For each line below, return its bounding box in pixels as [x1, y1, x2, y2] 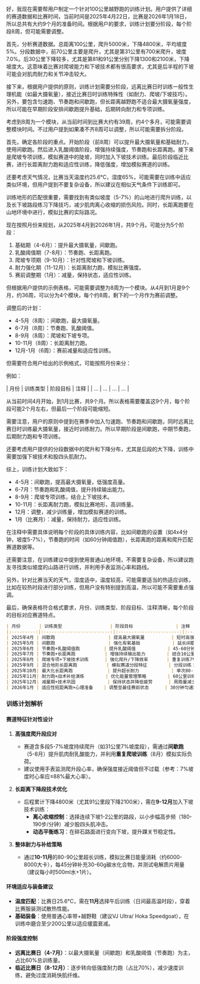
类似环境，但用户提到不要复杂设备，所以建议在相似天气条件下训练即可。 [6, 181, 183, 188]
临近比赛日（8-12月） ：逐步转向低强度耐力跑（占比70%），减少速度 [14, 964, 179, 971]
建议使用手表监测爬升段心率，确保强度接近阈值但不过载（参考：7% [23, 765, 189, 772]
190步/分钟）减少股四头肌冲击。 [32, 820, 111, 827]
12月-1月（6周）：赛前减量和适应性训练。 [14, 347, 114, 354]
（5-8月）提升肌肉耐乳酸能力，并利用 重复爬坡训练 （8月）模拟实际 [23, 750, 187, 757]
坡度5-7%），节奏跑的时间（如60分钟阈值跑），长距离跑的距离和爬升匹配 [16, 536, 193, 543]
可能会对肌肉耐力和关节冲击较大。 [6, 71, 90, 77]
